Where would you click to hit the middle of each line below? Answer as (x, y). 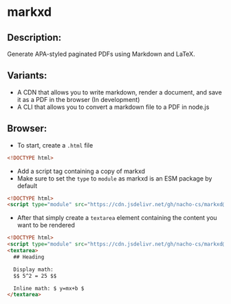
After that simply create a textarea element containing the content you (117, 218)
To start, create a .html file (55, 145)
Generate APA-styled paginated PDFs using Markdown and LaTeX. (101, 54)
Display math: (33, 270)
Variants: (27, 75)
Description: (34, 38)
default (27, 185)
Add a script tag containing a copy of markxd (81, 171)
